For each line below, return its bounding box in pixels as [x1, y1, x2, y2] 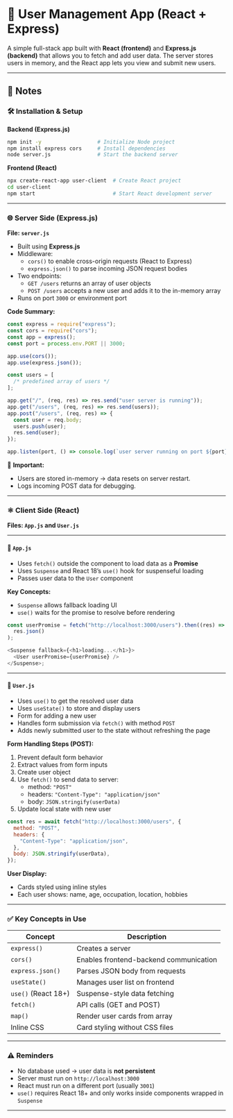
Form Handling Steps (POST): [7, 740, 94, 748]
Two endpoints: [17, 272, 62, 280]
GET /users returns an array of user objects [27, 279, 151, 287]
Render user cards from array [76, 1011, 173, 1021]
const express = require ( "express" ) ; [7, 321, 116, 328]
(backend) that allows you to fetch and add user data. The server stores [7, 51, 214, 60]
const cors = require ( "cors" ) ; [7, 328, 98, 334]
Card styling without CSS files [76, 1023, 174, 1033]
